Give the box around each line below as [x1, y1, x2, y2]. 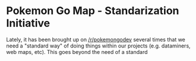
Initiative [6, 16, 50, 30]
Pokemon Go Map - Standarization [6, 4, 179, 18]
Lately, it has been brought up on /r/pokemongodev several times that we [6, 36, 186, 43]
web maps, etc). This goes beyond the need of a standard [6, 48, 148, 55]
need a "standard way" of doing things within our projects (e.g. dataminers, [6, 42, 191, 49]
